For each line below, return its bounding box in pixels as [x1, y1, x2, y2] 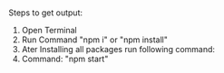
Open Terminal [21, 24, 78, 35]
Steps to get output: [8, 7, 83, 18]
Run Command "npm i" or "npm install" [21, 34, 169, 45]
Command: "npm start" [21, 53, 109, 64]
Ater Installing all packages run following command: [21, 43, 215, 54]
